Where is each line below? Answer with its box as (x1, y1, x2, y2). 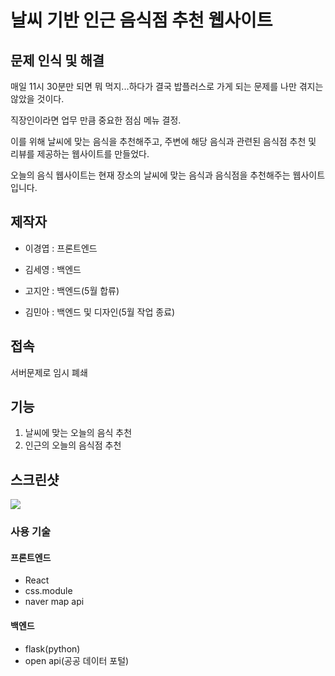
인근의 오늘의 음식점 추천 (24, 439, 122, 451)
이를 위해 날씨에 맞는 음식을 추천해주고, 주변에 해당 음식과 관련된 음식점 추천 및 (10, 136, 317, 147)
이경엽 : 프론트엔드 (24, 242, 98, 254)
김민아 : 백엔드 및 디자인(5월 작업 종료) (24, 306, 176, 318)
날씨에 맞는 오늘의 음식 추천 (24, 427, 133, 439)
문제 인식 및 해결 (10, 52, 105, 69)
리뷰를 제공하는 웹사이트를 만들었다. (10, 148, 150, 160)
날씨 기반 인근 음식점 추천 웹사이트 (10, 9, 273, 32)
